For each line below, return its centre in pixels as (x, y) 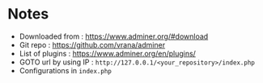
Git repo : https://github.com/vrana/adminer (92, 44)
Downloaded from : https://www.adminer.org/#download (114, 36)
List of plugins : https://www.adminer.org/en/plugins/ (107, 53)
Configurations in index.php (66, 70)
